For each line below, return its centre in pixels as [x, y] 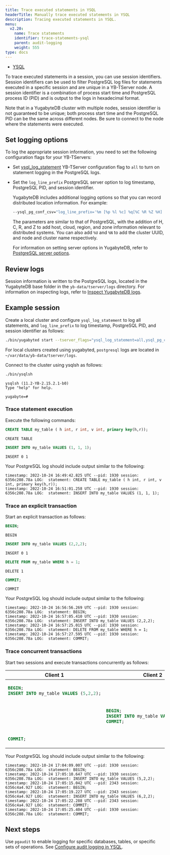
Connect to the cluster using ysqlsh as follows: [54, 365]
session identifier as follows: [35, 331]
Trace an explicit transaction [41, 505]
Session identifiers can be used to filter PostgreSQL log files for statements [84, 82]
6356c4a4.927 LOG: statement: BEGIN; [46, 787]
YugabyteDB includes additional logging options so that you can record [87, 197]
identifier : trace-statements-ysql [52, 38]
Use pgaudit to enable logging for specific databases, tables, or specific [80, 842]
